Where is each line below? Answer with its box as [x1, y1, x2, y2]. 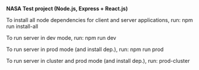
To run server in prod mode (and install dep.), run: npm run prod [6, 46, 164, 53]
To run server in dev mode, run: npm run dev [6, 34, 117, 41]
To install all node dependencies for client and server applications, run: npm [6, 17, 193, 23]
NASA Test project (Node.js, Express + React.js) [6, 5, 128, 12]
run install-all [6, 23, 39, 30]
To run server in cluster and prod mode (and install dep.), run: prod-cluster [6, 58, 190, 64]
